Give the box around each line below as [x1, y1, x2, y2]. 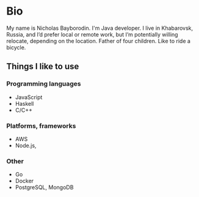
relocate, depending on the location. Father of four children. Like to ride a [6, 37, 191, 44]
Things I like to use [6, 61, 79, 72]
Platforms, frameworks [6, 122, 76, 130]
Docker [15, 178, 34, 185]
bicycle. [6, 44, 26, 51]
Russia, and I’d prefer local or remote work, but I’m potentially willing [6, 30, 178, 38]
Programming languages [6, 80, 81, 88]
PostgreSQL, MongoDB [15, 184, 74, 191]
